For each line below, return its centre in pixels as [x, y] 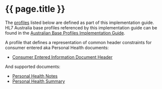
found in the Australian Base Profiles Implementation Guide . [65, 33]
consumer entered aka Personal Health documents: [57, 47]
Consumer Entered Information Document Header [62, 57]
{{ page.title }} [35, 9]
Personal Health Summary [38, 81]
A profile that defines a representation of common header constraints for [78, 42]
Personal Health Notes [35, 76]
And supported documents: [33, 67]
